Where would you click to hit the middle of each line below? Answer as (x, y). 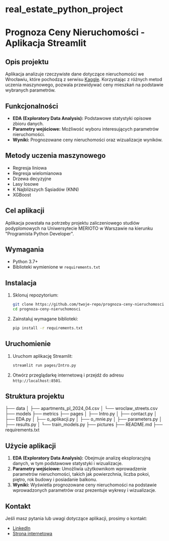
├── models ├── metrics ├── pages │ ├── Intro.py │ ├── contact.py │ (81, 414)
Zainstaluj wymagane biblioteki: (45, 319)
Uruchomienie (28, 344)
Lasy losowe (25, 184)
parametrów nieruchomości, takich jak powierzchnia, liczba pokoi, (81, 474)
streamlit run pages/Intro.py (44, 365)
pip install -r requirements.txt (48, 328)
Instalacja (21, 283)
